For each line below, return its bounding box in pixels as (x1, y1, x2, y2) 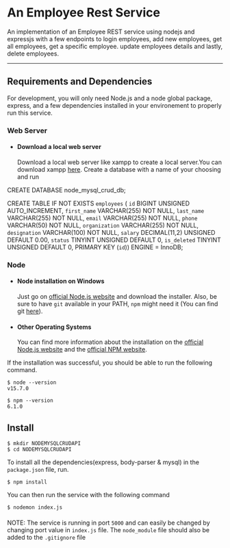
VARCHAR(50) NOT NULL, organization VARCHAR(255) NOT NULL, (7, 221, 199, 229)
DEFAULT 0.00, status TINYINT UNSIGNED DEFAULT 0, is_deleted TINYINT (7, 236, 221, 244)
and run (16, 172, 40, 181)
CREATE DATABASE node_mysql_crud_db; (7, 185, 127, 194)
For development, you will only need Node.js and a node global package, (7, 94, 213, 102)
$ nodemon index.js (7, 504, 63, 511)
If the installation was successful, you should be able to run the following (7, 358, 213, 367)
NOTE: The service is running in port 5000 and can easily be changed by (7, 518, 210, 527)
